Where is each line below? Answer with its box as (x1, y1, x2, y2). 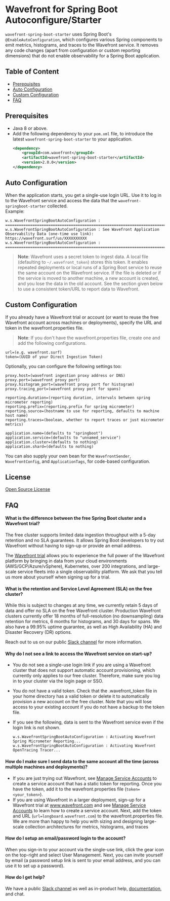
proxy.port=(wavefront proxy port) (5, 377, 80, 382)
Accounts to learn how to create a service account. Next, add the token (12, 807, 162, 813)
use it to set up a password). (5, 862, 65, 869)
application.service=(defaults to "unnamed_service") (5, 435, 121, 440)
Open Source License (5, 486, 51, 492)
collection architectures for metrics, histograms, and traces (25, 823, 148, 830)
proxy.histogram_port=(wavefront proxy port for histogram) (5, 382, 135, 387)
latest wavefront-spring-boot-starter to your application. (12, 136, 133, 142)
